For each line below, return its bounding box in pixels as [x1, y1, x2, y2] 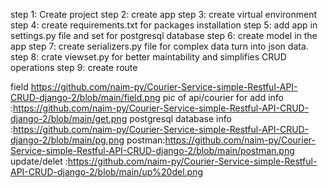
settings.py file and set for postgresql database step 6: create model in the [10, 30, 318, 41]
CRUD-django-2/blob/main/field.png [10, 92, 161, 103]
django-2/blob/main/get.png [10, 113, 128, 124]
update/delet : [10, 155, 68, 167]
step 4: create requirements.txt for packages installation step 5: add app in [10, 19, 318, 31]
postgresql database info [129, 113, 232, 124]
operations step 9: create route [10, 62, 138, 73]
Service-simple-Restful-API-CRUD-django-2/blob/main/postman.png [10, 145, 295, 156]
